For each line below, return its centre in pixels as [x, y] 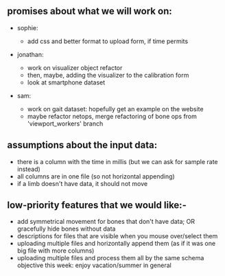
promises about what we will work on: [90, 11]
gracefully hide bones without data [66, 229]
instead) [29, 169]
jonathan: [30, 54]
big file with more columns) [56, 251]
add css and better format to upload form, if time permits [108, 41]
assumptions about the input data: [82, 145]
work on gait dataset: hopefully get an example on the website [115, 108]
